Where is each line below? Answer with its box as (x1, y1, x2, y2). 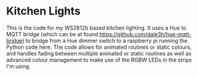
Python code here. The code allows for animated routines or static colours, (6, 43, 192, 51)
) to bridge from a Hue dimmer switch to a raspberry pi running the (22, 37, 188, 44)
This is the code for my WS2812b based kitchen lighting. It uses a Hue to (6, 24, 187, 31)
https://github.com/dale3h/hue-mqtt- (99, 30, 191, 37)
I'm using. (6, 62, 31, 70)
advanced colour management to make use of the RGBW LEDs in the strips (6, 56, 192, 63)
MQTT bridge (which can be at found (6, 30, 98, 37)
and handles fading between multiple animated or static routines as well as (6, 49, 191, 57)
